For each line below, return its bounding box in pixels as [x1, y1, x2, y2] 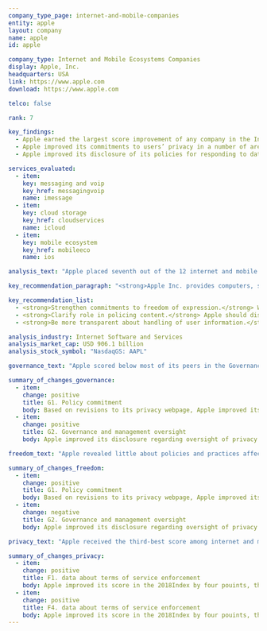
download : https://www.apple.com [8, 85, 119, 93]
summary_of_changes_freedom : [8, 464, 105, 472]
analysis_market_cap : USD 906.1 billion [8, 340, 145, 348]
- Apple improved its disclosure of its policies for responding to [15, 150, 247, 158]
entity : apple [8, 19, 56, 27]
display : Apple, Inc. [8, 63, 80, 72]
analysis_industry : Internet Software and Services [8, 333, 183, 341]
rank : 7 [8, 114, 34, 122]
